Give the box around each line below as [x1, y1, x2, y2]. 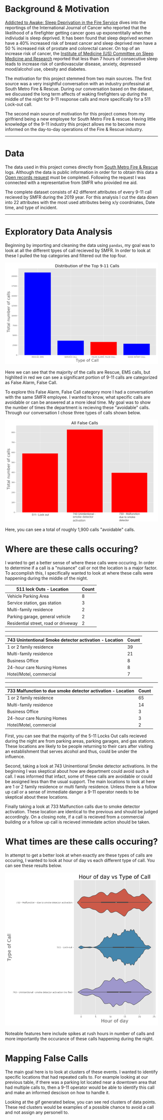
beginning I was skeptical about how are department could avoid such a [5, 768, 149, 774]
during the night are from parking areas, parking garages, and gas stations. [5, 738, 155, 744]
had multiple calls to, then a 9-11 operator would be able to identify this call [5, 1084, 155, 1090]
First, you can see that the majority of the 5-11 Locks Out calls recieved [5, 733, 147, 739]
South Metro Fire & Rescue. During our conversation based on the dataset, [5, 86, 154, 92]
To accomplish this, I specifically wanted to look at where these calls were [5, 570, 153, 576]
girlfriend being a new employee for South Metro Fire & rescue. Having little [5, 116, 156, 122]
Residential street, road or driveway [7, 620, 78, 626]
